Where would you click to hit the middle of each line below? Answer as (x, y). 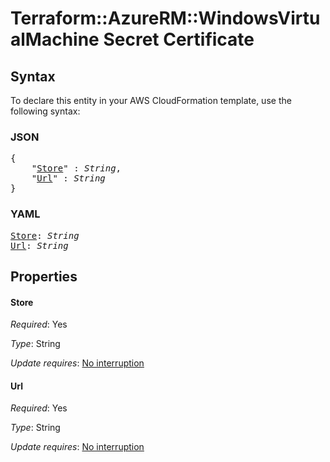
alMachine (55, 39)
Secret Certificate (179, 39)
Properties (44, 276)
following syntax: (45, 111)
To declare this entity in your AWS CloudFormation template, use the (151, 100)
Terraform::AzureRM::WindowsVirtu (165, 18)
